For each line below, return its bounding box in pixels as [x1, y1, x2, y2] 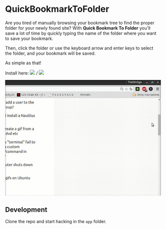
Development [5, 205, 48, 214]
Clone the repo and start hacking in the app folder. [5, 219, 107, 225]
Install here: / [5, 70, 38, 76]
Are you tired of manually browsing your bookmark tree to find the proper [5, 20, 155, 26]
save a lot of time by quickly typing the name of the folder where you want [5, 30, 157, 36]
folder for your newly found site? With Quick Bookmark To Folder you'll [5, 25, 151, 31]
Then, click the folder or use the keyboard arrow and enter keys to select [5, 45, 154, 51]
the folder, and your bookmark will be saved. [5, 50, 96, 56]
